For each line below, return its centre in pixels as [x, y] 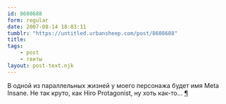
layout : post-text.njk [40, 66]
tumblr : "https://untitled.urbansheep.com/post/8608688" [93, 33]
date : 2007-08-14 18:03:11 [47, 27]
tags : [15, 46]
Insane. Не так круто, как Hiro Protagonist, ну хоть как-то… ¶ [98, 93]
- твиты [31, 59]
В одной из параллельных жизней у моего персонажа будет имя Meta [113, 85]
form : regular [28, 20]
